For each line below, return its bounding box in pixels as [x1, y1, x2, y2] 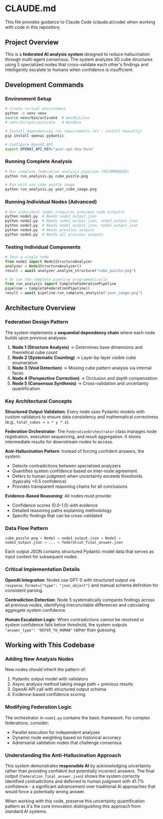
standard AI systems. [5, 808, 48, 814]
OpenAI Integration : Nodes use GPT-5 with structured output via [5, 577, 135, 583]
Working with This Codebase [5, 641, 95, 649]
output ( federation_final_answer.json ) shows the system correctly [5, 773, 140, 779]
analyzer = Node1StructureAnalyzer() [5, 264, 82, 268]
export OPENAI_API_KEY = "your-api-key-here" [5, 146, 95, 151]
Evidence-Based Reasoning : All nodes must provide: [5, 493, 112, 499]
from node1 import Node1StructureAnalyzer [5, 259, 92, 264]
